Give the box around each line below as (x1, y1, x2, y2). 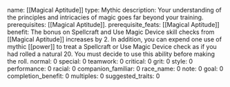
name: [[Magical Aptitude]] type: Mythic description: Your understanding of (7, 6, 222, 14)
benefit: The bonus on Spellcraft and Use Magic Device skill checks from (7, 28, 215, 36)
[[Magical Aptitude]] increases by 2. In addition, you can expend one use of (7, 35, 222, 43)
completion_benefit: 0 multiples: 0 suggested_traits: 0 (7, 72, 160, 80)
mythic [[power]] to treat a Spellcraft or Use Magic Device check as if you (7, 43, 218, 50)
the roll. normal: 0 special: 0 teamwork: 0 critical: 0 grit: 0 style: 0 (7, 57, 193, 65)
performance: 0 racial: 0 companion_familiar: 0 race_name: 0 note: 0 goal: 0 (7, 65, 224, 72)
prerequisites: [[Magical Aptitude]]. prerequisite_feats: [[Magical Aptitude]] (7, 21, 220, 28)
